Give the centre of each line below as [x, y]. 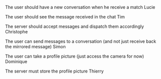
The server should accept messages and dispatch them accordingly [75, 26]
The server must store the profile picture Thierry [54, 71]
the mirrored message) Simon [35, 46]
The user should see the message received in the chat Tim [65, 17]
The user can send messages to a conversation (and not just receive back [81, 41]
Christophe [17, 32]
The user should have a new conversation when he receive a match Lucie [80, 7]
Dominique [16, 61]
